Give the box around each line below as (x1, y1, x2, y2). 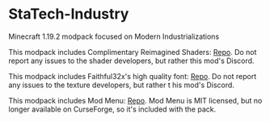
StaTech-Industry (8, 5, 129, 23)
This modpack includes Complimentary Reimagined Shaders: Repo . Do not (8, 47, 257, 57)
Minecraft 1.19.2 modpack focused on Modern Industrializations (8, 32, 220, 41)
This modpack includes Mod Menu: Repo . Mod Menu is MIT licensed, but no (8, 95, 263, 105)
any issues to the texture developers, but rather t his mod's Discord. (8, 80, 234, 90)
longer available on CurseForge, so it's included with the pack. (8, 104, 217, 114)
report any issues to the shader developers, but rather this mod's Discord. (8, 56, 255, 65)
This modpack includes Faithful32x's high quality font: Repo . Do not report (8, 71, 257, 81)
